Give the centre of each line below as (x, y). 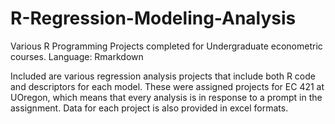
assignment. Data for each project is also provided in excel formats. (149, 108)
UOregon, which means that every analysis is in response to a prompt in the (166, 97)
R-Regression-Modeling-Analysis (153, 18)
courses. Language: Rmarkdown (77, 56)
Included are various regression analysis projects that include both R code (163, 76)
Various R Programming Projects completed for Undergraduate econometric (166, 46)
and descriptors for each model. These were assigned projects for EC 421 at (167, 86)
